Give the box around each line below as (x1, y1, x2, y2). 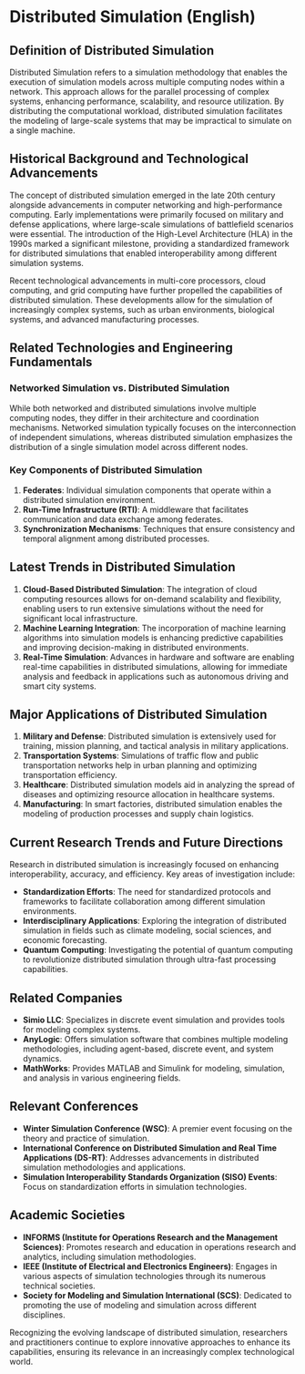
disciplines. (22, 1309, 66, 1320)
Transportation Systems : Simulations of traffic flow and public (22, 750, 259, 762)
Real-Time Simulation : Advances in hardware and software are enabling (22, 651, 295, 662)
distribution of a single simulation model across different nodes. (9, 441, 249, 452)
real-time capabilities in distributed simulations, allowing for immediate (22, 661, 289, 672)
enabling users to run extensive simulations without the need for (22, 603, 264, 614)
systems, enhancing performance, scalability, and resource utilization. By (9, 96, 285, 107)
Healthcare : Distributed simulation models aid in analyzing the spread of (22, 779, 296, 790)
